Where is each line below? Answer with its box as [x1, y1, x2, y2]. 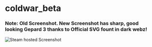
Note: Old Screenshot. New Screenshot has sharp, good [5, 20, 139, 27]
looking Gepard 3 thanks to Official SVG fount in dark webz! [5, 26, 147, 33]
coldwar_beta [5, 3, 61, 14]
